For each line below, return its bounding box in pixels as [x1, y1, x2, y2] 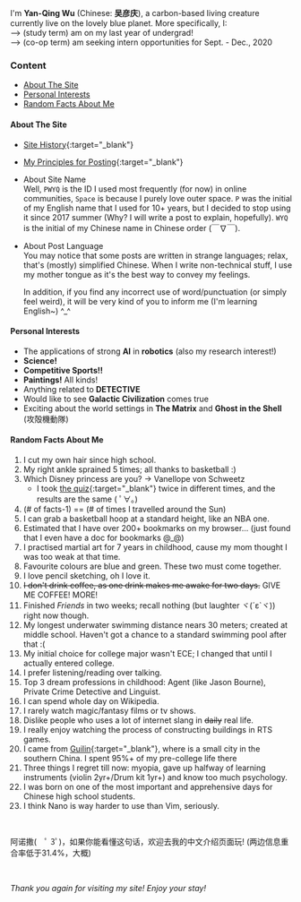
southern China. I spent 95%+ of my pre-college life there [22, 752, 237, 763]
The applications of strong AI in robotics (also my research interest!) [22, 346, 277, 357]
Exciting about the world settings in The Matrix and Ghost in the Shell [22, 402, 282, 414]
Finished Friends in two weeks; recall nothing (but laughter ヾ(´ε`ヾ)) [22, 599, 276, 611]
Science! [22, 355, 57, 365]
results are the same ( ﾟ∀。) [36, 494, 138, 504]
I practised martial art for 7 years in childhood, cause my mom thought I [22, 541, 288, 553]
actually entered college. [22, 657, 115, 668]
